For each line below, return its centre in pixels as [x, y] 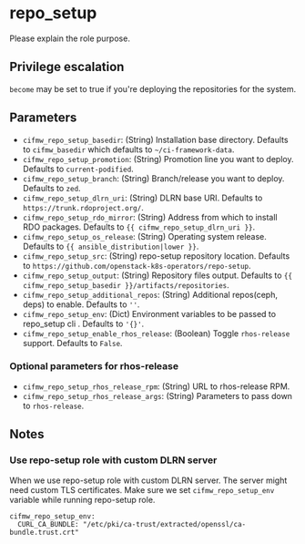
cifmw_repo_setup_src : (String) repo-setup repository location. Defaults [156, 256]
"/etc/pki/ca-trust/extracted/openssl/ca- [164, 524]
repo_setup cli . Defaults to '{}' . [83, 323]
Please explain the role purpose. [70, 38]
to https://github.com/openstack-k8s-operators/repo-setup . [137, 265]
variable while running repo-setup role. [82, 499]
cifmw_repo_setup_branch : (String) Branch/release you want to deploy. [153, 178]
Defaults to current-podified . [78, 169]
